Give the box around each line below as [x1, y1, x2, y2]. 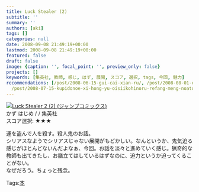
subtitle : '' [6, 14, 38, 20]
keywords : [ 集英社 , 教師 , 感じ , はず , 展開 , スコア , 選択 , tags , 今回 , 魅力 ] [6, 74, 185, 80]
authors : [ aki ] [6, 25, 44, 31]
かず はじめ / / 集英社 [6, 110, 57, 117]
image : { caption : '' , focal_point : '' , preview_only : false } [6, 63, 161, 70]
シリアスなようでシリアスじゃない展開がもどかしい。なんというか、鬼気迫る [6, 137, 193, 144]
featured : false [6, 53, 46, 58]
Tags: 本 [6, 179, 25, 186]
